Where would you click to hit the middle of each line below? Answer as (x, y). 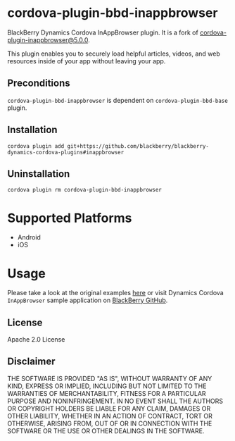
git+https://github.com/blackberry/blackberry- (138, 146)
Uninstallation (39, 174)
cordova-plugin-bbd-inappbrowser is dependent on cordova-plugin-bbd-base (118, 100)
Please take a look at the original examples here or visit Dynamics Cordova (115, 293)
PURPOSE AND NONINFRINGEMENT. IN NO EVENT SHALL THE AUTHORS (115, 401)
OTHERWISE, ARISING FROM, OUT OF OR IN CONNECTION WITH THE (110, 423)
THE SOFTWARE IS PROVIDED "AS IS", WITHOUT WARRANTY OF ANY (110, 378)
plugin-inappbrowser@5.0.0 (48, 39)
